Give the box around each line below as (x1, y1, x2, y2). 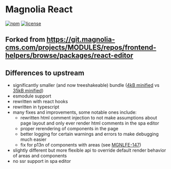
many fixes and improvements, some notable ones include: (12, 109, 137, 115)
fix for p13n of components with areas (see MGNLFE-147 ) (20, 142, 141, 148)
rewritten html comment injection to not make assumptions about (20, 115, 157, 121)
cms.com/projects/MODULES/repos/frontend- (5, 43, 157, 52)
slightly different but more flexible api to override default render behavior (12, 147, 166, 154)
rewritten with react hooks (12, 99, 68, 105)
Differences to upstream (5, 68, 85, 77)
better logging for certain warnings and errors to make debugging (20, 131, 159, 137)
